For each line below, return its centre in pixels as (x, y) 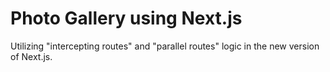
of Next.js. (31, 56)
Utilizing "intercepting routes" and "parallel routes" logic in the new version (165, 46)
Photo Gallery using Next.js (126, 18)
